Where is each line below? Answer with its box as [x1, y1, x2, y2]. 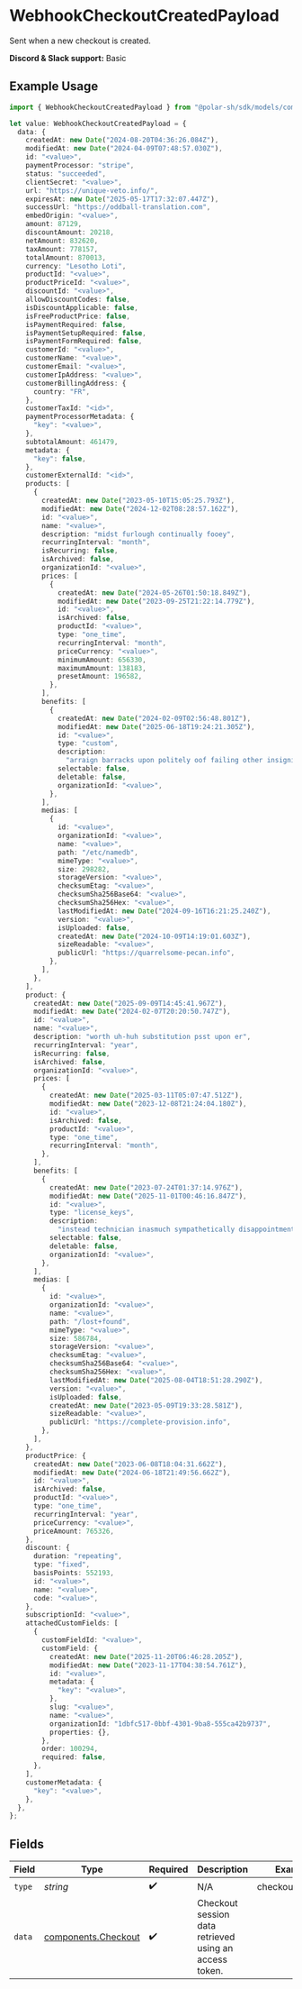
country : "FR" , [32, 387, 91, 397]
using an [197, 1942, 234, 1955]
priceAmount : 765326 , [32, 1527, 115, 1536]
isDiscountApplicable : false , [25, 303, 139, 312]
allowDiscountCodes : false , [25, 295, 130, 304]
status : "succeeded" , [25, 169, 106, 178]
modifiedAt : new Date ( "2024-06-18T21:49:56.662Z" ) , [32, 1468, 231, 1477]
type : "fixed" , [32, 1560, 91, 1569]
